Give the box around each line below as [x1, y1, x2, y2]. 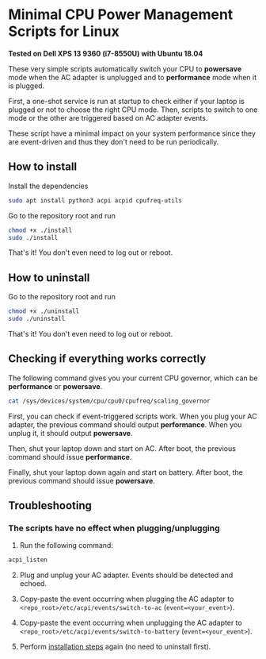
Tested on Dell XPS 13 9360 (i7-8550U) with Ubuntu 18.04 [8, 48, 203, 58]
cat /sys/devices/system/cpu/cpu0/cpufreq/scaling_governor [8, 397, 211, 405]
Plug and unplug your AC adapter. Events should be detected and [19, 570, 234, 580]
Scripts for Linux [8, 22, 120, 40]
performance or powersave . [8, 381, 103, 391]
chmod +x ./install [8, 226, 73, 234]
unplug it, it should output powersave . [8, 428, 133, 437]
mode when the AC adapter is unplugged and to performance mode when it [8, 72, 257, 82]
